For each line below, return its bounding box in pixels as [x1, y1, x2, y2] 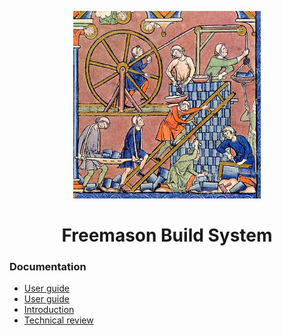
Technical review [23, 314, 94, 326]
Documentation [9, 260, 87, 274]
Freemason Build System [61, 224, 273, 247]
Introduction [23, 304, 75, 316]
